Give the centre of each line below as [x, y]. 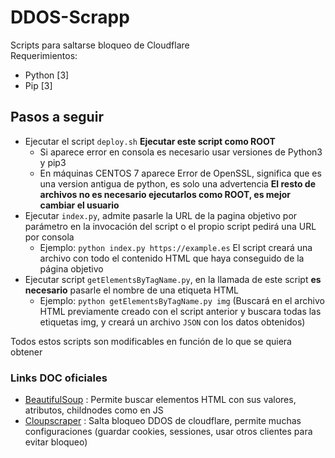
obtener [26, 352]
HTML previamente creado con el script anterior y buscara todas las [180, 311]
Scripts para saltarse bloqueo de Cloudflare [100, 45]
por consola [49, 237]
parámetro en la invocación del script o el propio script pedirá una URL [170, 226]
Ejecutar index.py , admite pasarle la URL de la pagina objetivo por [161, 215]
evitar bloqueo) [56, 442]
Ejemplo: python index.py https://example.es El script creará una [176, 247]
